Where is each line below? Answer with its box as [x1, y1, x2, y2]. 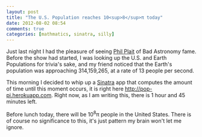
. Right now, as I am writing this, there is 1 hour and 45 [51, 92, 186, 99]
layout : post [6, 8, 39, 15]
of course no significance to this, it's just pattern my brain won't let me [6, 117, 182, 124]
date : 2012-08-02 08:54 [6, 20, 66, 26]
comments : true [6, 25, 45, 32]
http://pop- [124, 85, 153, 92]
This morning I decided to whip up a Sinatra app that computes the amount [6, 79, 193, 86]
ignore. [6, 123, 24, 130]
